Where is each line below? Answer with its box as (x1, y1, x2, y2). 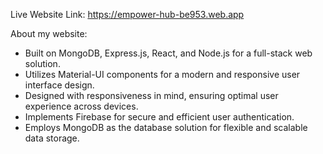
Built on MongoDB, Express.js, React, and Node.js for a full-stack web (24, 47, 313, 59)
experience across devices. (24, 100, 139, 112)
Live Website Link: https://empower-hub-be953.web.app (10, 9, 245, 20)
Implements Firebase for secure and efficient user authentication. (24, 111, 295, 123)
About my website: (10, 28, 88, 39)
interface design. (24, 79, 95, 91)
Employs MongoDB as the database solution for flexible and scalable (24, 122, 308, 133)
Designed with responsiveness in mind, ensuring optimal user (24, 90, 279, 101)
